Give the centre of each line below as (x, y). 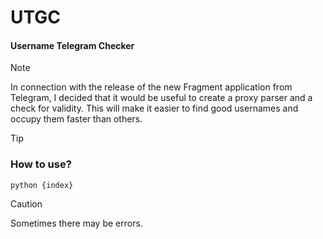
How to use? (41, 164)
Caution (26, 203)
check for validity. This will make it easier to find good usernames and (154, 108)
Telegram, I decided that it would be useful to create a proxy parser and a (161, 98)
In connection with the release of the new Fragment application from (151, 87)
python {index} (42, 185)
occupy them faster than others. (76, 119)
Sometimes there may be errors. (76, 223)
